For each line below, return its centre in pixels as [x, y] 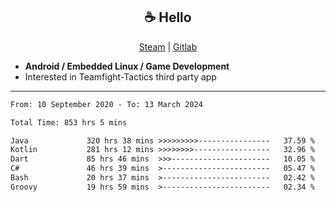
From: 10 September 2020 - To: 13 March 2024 [106, 104]
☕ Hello [168, 17]
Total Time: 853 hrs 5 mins [69, 122]
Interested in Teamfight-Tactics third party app [120, 76]
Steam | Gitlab [168, 46]
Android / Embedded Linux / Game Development [127, 66]
